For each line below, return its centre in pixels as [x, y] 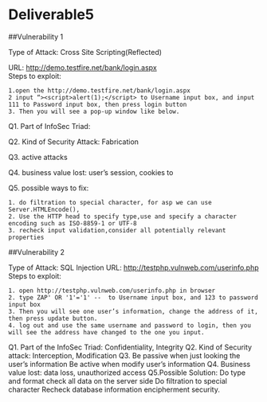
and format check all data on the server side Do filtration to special [118, 381]
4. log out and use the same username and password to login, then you [130, 325]
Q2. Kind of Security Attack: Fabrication [74, 142]
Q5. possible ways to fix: [49, 188]
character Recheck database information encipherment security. [114, 389]
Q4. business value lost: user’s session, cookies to [91, 172]
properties [26, 237]
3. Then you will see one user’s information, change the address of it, [133, 311]
